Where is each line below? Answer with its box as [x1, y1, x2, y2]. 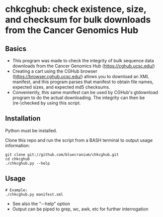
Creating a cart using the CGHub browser [12, 68, 98, 74]
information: [5, 142, 30, 148]
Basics [5, 44, 26, 53]
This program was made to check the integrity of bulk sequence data [12, 58, 154, 63]
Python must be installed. [5, 127, 57, 133]
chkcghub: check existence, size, [5, 3, 147, 15]
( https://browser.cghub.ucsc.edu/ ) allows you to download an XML [12, 74, 150, 79]
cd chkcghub [5, 156, 30, 161]
